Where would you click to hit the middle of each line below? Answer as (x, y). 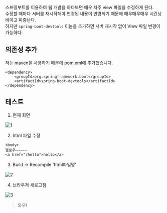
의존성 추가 (21, 50)
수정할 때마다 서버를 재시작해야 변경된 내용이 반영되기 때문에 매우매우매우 (77, 14)
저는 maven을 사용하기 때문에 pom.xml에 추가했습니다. (59, 63)
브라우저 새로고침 (29, 185)
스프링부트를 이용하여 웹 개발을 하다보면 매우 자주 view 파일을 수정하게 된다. (79, 7)
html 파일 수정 (26, 135)
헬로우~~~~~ (16, 150)
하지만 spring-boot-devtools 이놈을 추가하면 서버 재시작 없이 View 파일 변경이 (83, 26)
